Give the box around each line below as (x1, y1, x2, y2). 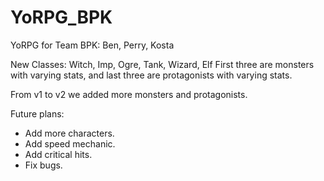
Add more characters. (24, 127, 115, 139)
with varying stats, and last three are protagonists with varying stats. (10, 69, 293, 81)
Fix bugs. (24, 159, 63, 171)
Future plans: (10, 107, 65, 120)
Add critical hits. (24, 148, 93, 160)
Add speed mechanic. (24, 137, 116, 150)
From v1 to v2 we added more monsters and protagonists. (10, 88, 248, 100)
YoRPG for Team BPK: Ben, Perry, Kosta (10, 39, 175, 51)
